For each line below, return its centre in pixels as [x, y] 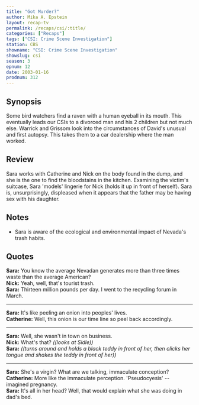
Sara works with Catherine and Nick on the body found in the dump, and [94, 174]
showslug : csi [24, 56]
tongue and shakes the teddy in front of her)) [61, 355]
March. [15, 296]
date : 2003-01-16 [28, 72]
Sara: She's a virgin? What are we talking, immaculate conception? [88, 372]
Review [20, 159]
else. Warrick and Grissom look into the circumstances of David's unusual [96, 128]
